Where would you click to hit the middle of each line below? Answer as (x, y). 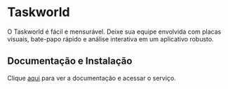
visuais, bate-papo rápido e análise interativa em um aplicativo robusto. (110, 39)
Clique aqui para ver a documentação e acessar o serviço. (92, 78)
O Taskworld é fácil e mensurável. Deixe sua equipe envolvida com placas (114, 32)
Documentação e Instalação (70, 61)
